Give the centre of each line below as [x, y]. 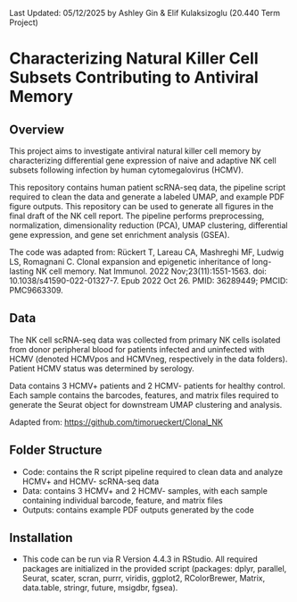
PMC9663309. [37, 290]
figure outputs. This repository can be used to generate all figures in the [141, 206]
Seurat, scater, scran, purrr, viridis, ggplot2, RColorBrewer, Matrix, [144, 578]
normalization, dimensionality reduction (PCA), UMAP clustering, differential [148, 225]
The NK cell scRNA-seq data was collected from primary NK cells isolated [145, 340]
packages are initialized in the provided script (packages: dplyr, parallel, [154, 569]
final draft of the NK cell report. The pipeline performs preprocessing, [137, 216]
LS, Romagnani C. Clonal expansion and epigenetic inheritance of [130, 262]
